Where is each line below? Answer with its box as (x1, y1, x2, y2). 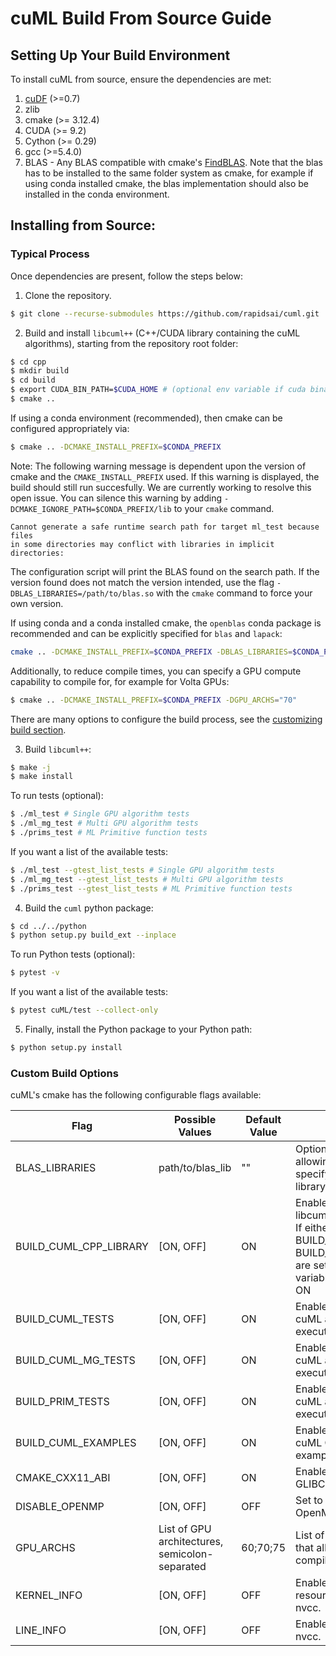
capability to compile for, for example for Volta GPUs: (10, 675, 230, 687)
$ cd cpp (10, 357, 47, 367)
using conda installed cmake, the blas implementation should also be (24, 178, 309, 189)
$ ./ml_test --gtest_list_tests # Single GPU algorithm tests (10, 865, 275, 875)
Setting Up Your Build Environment (10, 47, 231, 64)
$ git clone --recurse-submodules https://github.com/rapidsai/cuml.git (10, 308, 320, 319)
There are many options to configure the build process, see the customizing (10, 713, 323, 725)
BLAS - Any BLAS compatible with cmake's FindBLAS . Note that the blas (24, 157, 323, 168)
